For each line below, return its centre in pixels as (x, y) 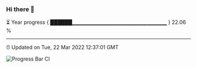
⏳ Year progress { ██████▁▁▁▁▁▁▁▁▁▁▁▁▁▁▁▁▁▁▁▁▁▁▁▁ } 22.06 (96, 22)
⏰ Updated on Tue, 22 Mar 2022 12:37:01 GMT (62, 47)
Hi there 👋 (21, 9)
